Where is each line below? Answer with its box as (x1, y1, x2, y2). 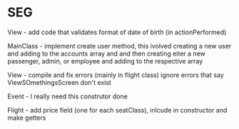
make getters (7, 113, 46, 122)
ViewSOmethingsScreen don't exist (7, 78, 112, 86)
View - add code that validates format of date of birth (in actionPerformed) (7, 28, 227, 36)
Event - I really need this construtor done (7, 92, 128, 100)
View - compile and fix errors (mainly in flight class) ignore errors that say (7, 71, 225, 79)
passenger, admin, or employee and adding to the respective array (7, 56, 203, 65)
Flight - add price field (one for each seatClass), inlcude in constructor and (7, 105, 228, 114)
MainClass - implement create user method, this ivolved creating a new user (7, 41, 232, 50)
